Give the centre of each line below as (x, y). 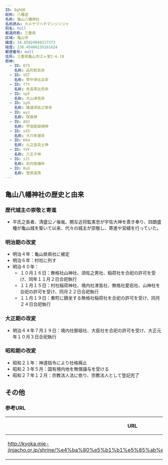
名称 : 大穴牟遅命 (29, 136)
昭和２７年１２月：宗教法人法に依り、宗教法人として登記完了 (76, 375)
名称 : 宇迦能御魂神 (31, 126)
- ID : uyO (20, 103)
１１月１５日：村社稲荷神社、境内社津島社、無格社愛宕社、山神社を (90, 286)
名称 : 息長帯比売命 (31, 89)
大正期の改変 (21, 319)
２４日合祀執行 (35, 304)
